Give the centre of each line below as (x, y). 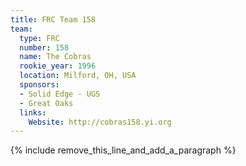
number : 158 (44, 47)
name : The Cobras (55, 57)
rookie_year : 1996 (58, 66)
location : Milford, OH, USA (78, 76)
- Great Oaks (46, 103)
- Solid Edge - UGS (60, 94)
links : (33, 112)
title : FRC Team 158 (53, 19)
